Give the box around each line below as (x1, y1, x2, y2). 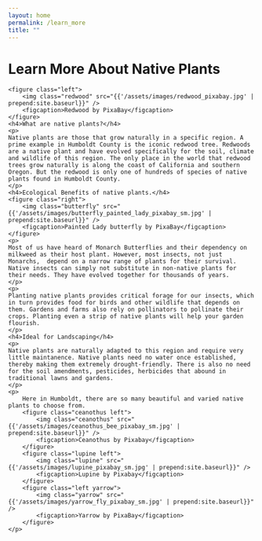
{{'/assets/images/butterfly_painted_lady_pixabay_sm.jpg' (8, 210, 206, 217)
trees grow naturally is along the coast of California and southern (8, 162, 241, 170)
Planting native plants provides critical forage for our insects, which (8, 292, 255, 300)
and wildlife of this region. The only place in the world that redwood (8, 155, 251, 163)
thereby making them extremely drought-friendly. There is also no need (8, 360, 251, 369)
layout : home (8, 11, 51, 20)
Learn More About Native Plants (8, 60, 221, 78)
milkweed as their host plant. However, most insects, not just (8, 250, 223, 259)
